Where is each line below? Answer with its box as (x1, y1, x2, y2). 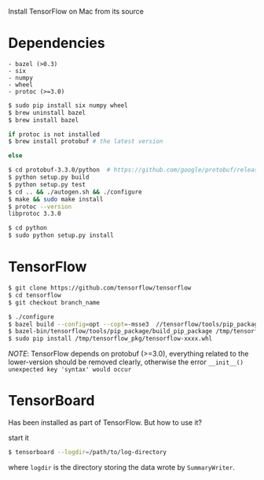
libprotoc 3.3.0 (8, 210, 61, 218)
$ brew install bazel (8, 116, 79, 124)
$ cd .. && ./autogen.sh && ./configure (8, 188, 143, 196)
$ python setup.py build (8, 173, 90, 182)
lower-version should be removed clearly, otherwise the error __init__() (8, 357, 244, 367)
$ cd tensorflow (8, 291, 61, 299)
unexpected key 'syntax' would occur (8, 366, 132, 374)
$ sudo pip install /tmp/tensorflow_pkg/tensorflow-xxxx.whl (8, 334, 213, 343)
